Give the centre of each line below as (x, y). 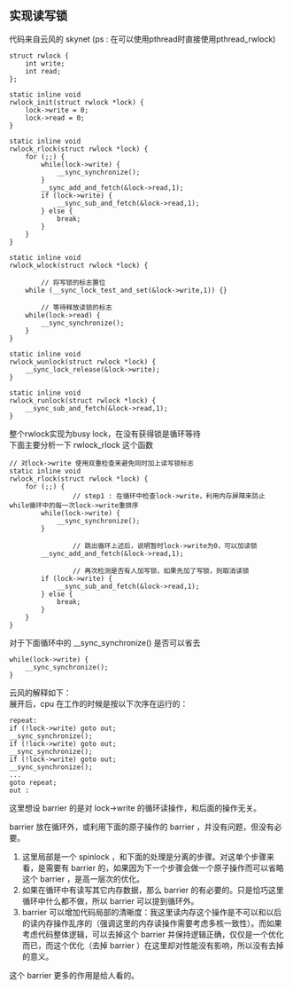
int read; (43, 71)
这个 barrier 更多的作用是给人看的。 (74, 975)
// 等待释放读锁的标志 (77, 307)
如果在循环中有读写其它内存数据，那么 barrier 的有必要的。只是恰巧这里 (153, 890)
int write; (45, 63)
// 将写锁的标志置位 (73, 282)
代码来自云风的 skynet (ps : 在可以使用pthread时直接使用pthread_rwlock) (143, 39)
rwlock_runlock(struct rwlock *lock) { (83, 400)
